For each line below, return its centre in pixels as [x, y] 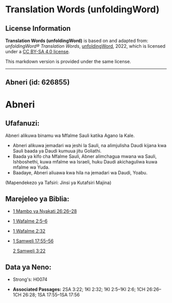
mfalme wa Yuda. [31, 167]
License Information [38, 28]
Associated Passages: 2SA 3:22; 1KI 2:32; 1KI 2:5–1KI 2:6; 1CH [79, 289]
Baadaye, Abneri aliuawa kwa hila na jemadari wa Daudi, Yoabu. [80, 173]
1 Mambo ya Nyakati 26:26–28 [45, 211]
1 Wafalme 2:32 [29, 231]
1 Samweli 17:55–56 [33, 241]
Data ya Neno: [28, 267]
